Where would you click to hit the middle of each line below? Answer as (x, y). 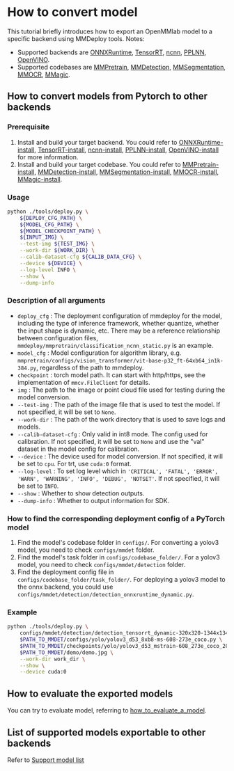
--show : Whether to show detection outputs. (81, 493)
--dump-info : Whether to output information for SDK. (93, 500)
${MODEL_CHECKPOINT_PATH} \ (60, 231)
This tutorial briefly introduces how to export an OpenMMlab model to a (110, 31)
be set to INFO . (38, 486)
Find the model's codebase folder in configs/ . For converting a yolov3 (118, 543)
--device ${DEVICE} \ (51, 263)
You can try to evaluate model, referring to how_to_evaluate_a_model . (107, 710)
